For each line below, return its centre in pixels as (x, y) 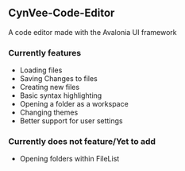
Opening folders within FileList (69, 159)
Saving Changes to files (58, 79)
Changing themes (49, 113)
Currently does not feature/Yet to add (82, 142)
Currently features (45, 52)
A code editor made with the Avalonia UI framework (92, 32)
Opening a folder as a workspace (74, 104)
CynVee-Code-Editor (62, 13)
